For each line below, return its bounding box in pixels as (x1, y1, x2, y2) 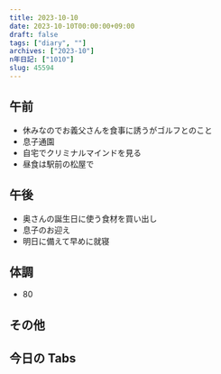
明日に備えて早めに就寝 (22, 235, 110, 246)
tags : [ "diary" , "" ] (9, 38, 87, 48)
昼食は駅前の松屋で (22, 159, 95, 169)
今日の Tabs (9, 351, 77, 366)
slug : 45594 (9, 64, 54, 73)
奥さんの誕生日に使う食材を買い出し (22, 213, 158, 223)
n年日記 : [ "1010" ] (9, 55, 75, 64)
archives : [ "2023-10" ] (9, 47, 95, 56)
